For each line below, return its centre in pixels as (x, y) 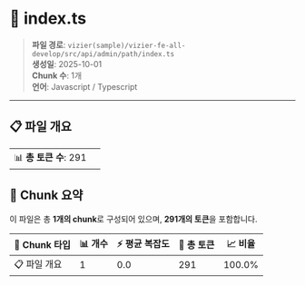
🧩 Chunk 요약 (46, 196)
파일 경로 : (49, 44)
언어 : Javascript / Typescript (84, 86)
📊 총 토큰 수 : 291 (50, 157)
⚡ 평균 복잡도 (143, 243)
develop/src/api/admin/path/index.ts (103, 54)
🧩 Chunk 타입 (42, 245)
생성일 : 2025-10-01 (67, 64)
